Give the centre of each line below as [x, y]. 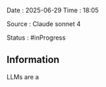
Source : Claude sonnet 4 [44, 24]
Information [33, 60]
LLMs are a [23, 76]
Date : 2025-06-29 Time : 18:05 [53, 10]
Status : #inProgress [36, 37]
